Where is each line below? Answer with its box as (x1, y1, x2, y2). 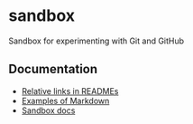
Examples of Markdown (21, 95, 110, 106)
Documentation (8, 62, 98, 77)
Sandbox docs (21, 105, 76, 116)
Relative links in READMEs (21, 85, 119, 96)
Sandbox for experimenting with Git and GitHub (8, 35, 185, 46)
